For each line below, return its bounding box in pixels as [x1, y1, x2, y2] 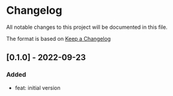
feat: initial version [14, 84, 61, 91]
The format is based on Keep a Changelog [6, 35, 111, 42]
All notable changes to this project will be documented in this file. [6, 23, 168, 31]
